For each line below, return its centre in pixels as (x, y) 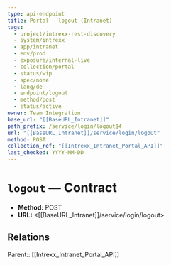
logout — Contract (62, 188)
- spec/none (32, 80)
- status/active (38, 107)
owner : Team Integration (44, 113)
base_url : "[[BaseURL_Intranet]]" (59, 119)
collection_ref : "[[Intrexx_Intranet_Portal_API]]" (85, 146)
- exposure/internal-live (52, 60)
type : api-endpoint (36, 14)
